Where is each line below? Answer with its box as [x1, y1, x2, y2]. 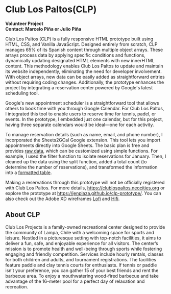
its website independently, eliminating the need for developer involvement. [5, 68, 162, 75]
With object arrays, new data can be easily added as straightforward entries [5, 73, 165, 80]
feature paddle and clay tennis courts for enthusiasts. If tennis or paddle [5, 262, 157, 268]
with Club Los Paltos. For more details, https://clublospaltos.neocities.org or [5, 185, 165, 191]
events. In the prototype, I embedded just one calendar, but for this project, [5, 116, 163, 122]
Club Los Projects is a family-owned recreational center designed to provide [5, 224, 165, 230]
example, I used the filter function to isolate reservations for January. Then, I [5, 153, 166, 159]
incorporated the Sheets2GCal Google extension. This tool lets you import [5, 137, 161, 143]
